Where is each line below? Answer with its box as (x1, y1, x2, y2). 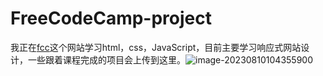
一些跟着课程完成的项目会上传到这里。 (27, 53, 186, 66)
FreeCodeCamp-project (10, 7, 212, 30)
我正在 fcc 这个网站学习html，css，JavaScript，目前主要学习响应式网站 (10, 41, 302, 53)
